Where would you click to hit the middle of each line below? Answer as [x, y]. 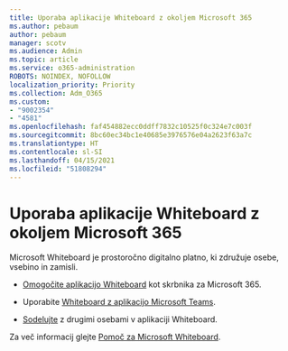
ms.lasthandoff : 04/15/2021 [62, 160]
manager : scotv [38, 43]
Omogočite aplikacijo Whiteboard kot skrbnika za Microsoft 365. [142, 284]
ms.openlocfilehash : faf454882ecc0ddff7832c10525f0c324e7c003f [131, 127]
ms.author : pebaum [44, 26]
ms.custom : [30, 102]
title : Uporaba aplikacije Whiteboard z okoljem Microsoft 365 [131, 18]
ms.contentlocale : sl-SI [56, 152]
